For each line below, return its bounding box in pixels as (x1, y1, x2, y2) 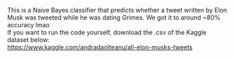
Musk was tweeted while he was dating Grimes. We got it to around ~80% (7, 13, 221, 22)
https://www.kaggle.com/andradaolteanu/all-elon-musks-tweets (7, 43, 193, 51)
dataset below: (7, 36, 50, 44)
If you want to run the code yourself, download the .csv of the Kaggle (7, 28, 207, 36)
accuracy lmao (7, 21, 50, 29)
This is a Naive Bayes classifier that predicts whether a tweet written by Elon (7, 6, 228, 14)
